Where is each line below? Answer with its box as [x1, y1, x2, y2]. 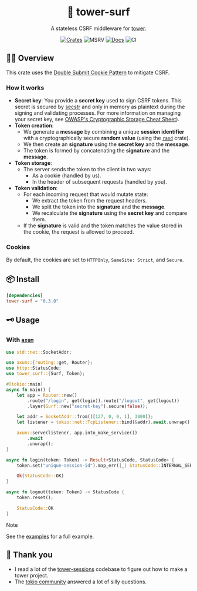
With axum [6, 336, 34, 344]
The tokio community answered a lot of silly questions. [14, 578, 147, 585]
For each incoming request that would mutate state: [23, 191, 148, 198]
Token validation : [14, 185, 58, 192]
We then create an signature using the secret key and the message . [23, 141, 190, 148]
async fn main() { [6, 387, 51, 393]
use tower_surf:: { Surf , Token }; [6, 371, 85, 377]
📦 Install [6, 274, 40, 284]
